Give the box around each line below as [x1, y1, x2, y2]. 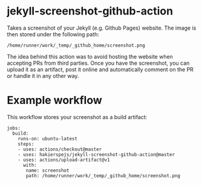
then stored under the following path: [7, 30, 99, 37]
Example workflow [7, 94, 102, 107]
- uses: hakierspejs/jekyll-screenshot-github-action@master [18, 151, 175, 158]
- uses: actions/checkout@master [18, 146, 102, 152]
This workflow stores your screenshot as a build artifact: [7, 113, 148, 120]
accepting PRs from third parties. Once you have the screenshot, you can [7, 59, 190, 67]
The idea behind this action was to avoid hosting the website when [7, 53, 173, 60]
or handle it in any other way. [7, 72, 79, 79]
